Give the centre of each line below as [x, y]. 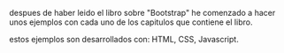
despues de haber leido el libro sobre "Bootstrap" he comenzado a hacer [142, 13]
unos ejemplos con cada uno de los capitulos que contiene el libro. [131, 22]
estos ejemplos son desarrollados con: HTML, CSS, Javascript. [124, 39]
